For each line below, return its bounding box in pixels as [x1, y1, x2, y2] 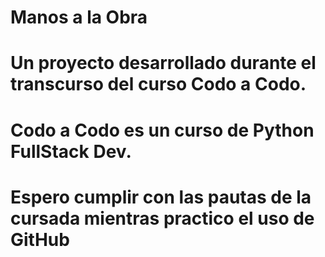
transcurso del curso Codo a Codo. [10, 73, 307, 96]
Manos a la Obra [10, 6, 148, 29]
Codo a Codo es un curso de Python [10, 119, 315, 141]
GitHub [10, 228, 70, 251]
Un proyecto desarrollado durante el [10, 52, 317, 75]
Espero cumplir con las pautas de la [10, 186, 312, 208]
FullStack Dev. [10, 140, 132, 163]
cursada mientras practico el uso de [10, 207, 315, 230]
